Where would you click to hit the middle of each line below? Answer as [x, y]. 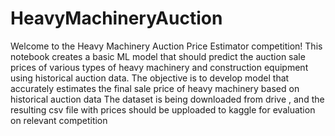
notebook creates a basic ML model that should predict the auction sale [158, 56]
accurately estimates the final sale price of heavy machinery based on [155, 88]
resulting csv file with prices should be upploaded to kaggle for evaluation [163, 109]
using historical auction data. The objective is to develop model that [150, 78]
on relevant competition [59, 120]
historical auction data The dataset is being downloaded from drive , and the [167, 99]
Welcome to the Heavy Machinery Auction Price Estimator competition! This [166, 46]
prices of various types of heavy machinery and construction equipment [159, 67]
